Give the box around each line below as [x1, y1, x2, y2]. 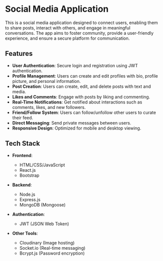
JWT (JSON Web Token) [19, 221, 70, 227]
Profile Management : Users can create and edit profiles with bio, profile [12, 73, 158, 79]
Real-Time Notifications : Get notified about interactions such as [12, 99, 142, 105]
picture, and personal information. [12, 78, 81, 84]
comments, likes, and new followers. [12, 104, 86, 110]
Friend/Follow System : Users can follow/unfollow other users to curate [12, 109, 156, 115]
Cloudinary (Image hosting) [19, 239, 75, 246]
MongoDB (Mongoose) [19, 202, 66, 208]
